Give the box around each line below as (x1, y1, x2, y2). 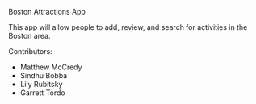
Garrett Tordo (19, 88, 66, 98)
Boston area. (8, 31, 51, 40)
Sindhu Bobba (19, 71, 68, 80)
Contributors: (8, 47, 52, 56)
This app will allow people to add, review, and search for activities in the (8, 23, 248, 31)
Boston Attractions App (8, 7, 86, 16)
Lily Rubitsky (19, 80, 63, 89)
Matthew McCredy (19, 62, 82, 72)
